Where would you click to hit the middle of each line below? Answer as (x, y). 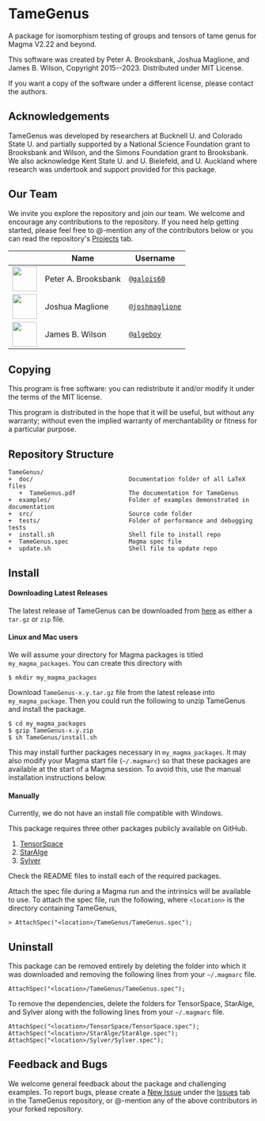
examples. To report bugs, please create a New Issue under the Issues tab (129, 1092)
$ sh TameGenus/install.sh (53, 737)
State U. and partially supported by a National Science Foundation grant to (129, 144)
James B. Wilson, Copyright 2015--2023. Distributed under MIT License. (126, 67)
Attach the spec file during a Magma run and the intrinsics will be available (130, 891)
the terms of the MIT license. (55, 397)
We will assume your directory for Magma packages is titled (106, 655)
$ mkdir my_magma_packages (53, 678)
